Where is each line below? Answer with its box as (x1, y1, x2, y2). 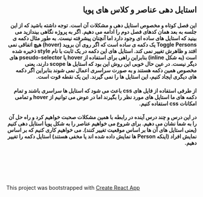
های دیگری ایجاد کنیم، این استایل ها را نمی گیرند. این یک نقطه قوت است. (36, 73, 197, 80)
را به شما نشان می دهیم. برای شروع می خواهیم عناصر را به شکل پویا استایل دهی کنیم (7, 120, 197, 128)
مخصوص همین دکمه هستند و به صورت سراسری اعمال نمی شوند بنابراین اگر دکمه (15, 66, 197, 74)
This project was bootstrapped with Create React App (6, 184, 140, 191)
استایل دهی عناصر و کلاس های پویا (82, 5, 197, 15)
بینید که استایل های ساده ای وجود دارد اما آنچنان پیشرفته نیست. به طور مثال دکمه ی (12, 34, 197, 42)
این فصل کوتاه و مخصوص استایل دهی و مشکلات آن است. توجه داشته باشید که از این (10, 21, 197, 29)
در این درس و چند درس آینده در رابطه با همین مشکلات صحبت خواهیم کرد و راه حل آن (8, 114, 197, 121)
